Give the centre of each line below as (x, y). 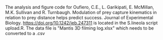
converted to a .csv (25, 33)
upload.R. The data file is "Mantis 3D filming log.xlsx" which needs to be (79, 28)
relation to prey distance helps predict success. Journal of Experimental (79, 18)
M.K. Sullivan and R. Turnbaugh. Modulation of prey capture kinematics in (81, 12)
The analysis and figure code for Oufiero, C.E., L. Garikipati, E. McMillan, (79, 7)
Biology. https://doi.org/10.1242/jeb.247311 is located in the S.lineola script (81, 23)
